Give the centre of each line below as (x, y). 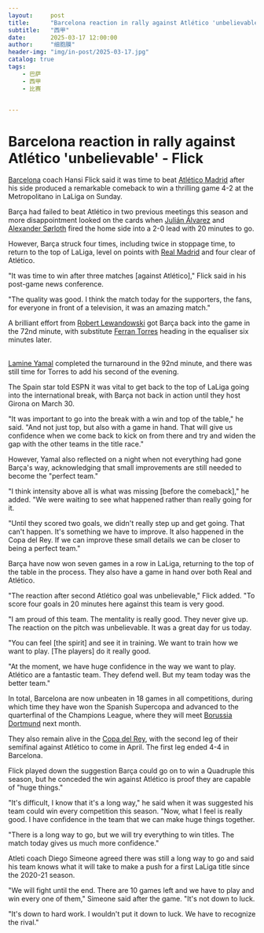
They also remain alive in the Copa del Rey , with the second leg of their (123, 739)
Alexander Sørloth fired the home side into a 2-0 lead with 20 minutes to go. (131, 228)
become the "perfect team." (53, 476)
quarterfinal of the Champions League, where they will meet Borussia (120, 715)
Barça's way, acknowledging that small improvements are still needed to (125, 468)
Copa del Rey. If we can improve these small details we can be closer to (125, 540)
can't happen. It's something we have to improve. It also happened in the (126, 531)
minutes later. (30, 340)
